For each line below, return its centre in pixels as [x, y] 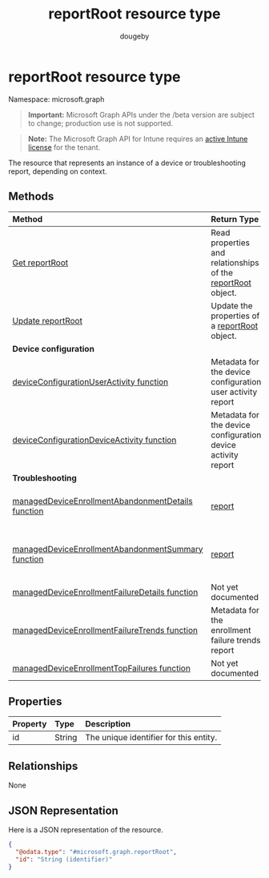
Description [108, 724]
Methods [31, 197]
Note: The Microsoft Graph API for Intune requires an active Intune [138, 139]
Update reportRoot [47, 320]
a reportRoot [235, 325]
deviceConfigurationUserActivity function [90, 381]
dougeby [134, 36]
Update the [232, 305]
